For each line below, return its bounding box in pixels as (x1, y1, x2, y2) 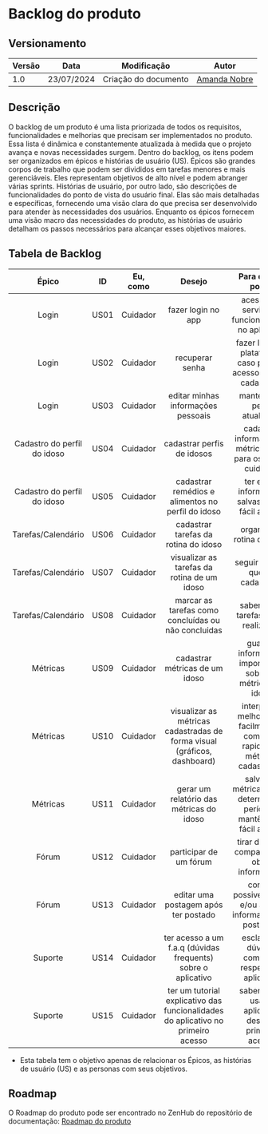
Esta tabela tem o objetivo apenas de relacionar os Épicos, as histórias (19, 1055, 252, 1065)
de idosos (175, 448, 213, 459)
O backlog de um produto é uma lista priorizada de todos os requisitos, (8, 121, 242, 132)
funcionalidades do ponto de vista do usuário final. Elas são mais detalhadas (8, 189, 260, 200)
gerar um (176, 783, 211, 795)
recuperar (175, 352, 213, 363)
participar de (170, 846, 218, 857)
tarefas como (168, 605, 219, 616)
